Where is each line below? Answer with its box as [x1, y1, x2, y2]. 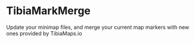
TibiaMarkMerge [6, 4, 91, 18]
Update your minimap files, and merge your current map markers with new [6, 24, 190, 31]
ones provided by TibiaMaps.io [6, 29, 82, 37]
